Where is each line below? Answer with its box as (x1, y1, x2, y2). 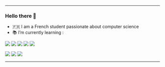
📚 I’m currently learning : (12, 30, 64, 35)
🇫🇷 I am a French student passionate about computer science (12, 24, 139, 30)
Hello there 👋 (5, 12, 37, 19)
